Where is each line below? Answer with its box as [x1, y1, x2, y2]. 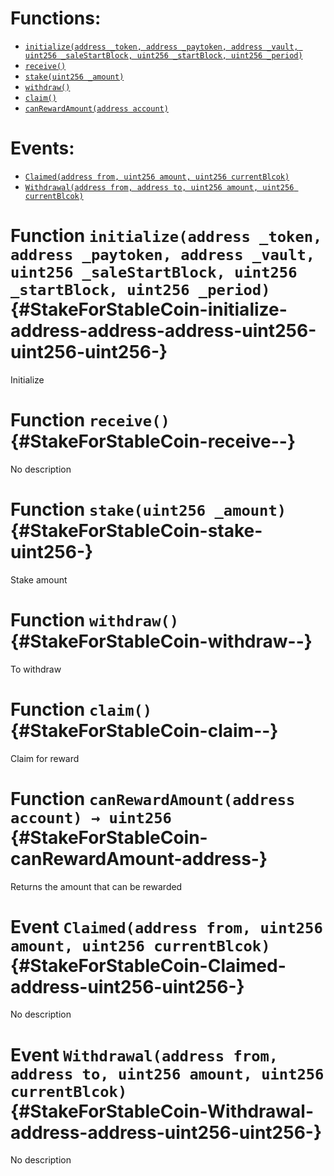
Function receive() [10, 409, 170, 431]
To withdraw [10, 663, 62, 675]
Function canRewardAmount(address [10, 787, 296, 810]
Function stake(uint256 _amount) [10, 498, 287, 521]
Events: [10, 137, 75, 160]
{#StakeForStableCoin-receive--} [10, 430, 297, 452]
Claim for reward [10, 752, 80, 764]
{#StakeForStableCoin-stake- [10, 519, 263, 542]
